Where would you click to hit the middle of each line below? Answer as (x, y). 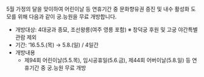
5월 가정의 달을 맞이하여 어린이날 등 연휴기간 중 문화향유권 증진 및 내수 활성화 (98, 9)
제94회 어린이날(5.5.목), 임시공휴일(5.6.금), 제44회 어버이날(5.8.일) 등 (107, 60)
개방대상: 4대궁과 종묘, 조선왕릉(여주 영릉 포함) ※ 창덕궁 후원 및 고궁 (96, 30)
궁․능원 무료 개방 (66, 68)
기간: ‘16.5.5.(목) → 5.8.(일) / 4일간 (57, 45)
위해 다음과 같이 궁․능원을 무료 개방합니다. (67, 16)
